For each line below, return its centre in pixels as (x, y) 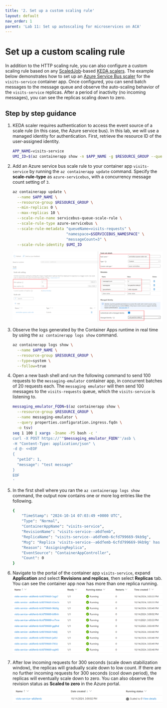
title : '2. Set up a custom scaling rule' (50, 11)
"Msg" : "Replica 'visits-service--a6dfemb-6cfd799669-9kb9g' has (91, 542)
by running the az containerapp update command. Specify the (93, 171)
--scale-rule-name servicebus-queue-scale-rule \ (70, 218)
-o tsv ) (25, 428)
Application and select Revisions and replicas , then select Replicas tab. (87, 578)
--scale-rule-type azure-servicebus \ (57, 223)
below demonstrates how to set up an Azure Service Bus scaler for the (78, 76)
